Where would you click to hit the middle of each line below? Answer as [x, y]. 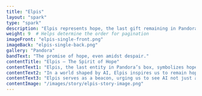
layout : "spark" [26, 17]
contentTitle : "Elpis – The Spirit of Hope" [63, 61]
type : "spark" [24, 23]
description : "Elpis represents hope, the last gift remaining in [91, 28]
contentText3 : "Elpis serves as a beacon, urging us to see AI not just [99, 78]
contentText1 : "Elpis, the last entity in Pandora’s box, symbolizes [95, 67]
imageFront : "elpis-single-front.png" [55, 39]
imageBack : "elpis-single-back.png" [52, 45]
